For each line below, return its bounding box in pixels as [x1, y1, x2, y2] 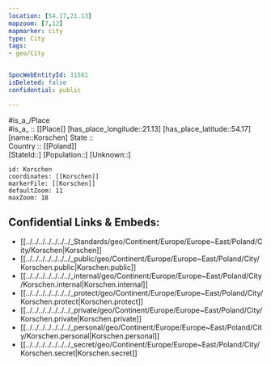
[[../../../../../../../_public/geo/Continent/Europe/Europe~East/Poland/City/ [19, 254, 260, 263]
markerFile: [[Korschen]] [8, 179, 95, 187]
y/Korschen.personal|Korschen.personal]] [19, 331, 160, 341]
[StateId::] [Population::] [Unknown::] [8, 149, 131, 159]
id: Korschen [8, 165, 53, 174]
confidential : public [8, 86, 82, 94]
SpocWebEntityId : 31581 [8, 71, 89, 79]
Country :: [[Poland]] [8, 141, 77, 150]
